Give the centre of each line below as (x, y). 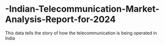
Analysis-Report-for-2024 (60, 19)
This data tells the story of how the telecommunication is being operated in (81, 33)
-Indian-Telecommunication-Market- (82, 9)
